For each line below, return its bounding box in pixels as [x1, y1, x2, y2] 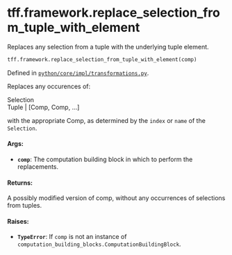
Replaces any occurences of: [7, 82, 91, 90]
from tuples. [7, 201, 42, 210]
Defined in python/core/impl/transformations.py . [7, 68, 149, 77]
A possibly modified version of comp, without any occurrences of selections [7, 194, 226, 202]
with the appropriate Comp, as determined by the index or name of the [7, 116, 206, 124]
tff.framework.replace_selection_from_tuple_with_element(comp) [7, 56, 197, 63]
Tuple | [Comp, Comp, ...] [7, 103, 80, 111]
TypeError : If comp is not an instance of [17, 233, 127, 241]
